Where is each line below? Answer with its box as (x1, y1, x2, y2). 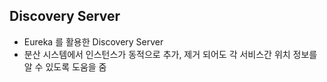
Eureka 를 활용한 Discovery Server (23, 35, 164, 48)
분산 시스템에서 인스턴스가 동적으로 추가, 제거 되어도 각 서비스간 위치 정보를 (23, 48, 318, 60)
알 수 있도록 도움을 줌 (23, 60, 107, 73)
